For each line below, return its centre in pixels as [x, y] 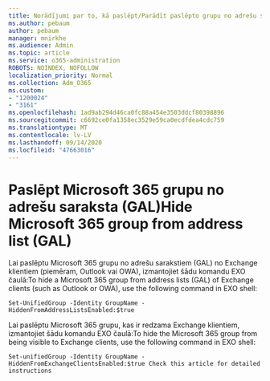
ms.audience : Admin [41, 46]
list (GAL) [40, 241]
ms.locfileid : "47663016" [51, 150]
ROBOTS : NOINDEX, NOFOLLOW [53, 68]
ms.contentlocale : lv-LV [50, 135]
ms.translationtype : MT [48, 128]
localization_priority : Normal [61, 75]
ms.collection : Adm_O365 [50, 83]
